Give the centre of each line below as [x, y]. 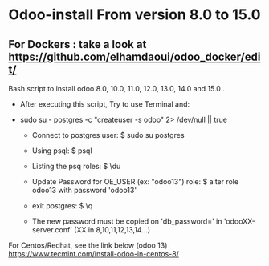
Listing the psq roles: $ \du [76, 166]
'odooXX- [239, 221]
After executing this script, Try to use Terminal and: [105, 104]
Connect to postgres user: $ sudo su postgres [108, 135]
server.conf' [52, 230]
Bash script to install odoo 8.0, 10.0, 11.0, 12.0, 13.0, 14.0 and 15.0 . [116, 89]
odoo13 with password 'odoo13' [84, 190]
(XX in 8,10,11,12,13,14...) [112, 230]
